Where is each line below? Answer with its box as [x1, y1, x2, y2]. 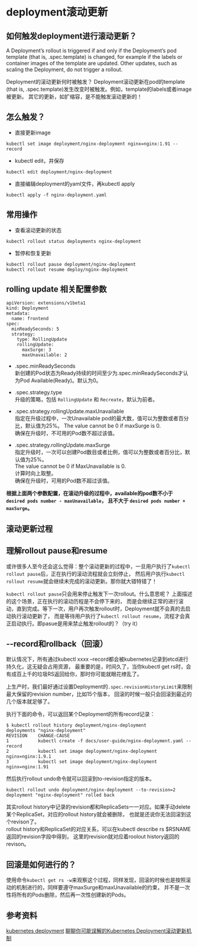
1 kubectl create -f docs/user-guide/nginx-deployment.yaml [6, 738, 184, 744]
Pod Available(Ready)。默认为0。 [20, 377, 102, 384]
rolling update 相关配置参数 [6, 284, 108, 294]
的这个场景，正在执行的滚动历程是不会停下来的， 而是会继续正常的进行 [6, 597, 178, 604]
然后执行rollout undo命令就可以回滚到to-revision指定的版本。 [6, 775, 155, 783]
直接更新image [14, 129, 51, 136]
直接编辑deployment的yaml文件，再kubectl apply [14, 180, 135, 187]
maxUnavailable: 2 [21, 352, 67, 358]
